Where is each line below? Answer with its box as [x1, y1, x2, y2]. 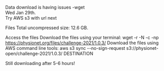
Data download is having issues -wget [5, 5, 85, 10]
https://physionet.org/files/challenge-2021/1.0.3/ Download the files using [5, 40, 159, 46]
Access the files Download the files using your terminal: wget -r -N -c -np [5, 35, 159, 40]
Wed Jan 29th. [5, 10, 36, 16]
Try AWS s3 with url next [5, 15, 57, 21]
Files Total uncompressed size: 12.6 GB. [5, 25, 89, 31]
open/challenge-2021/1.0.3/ [5, 50, 63, 56]
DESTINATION [63, 50, 94, 56]
